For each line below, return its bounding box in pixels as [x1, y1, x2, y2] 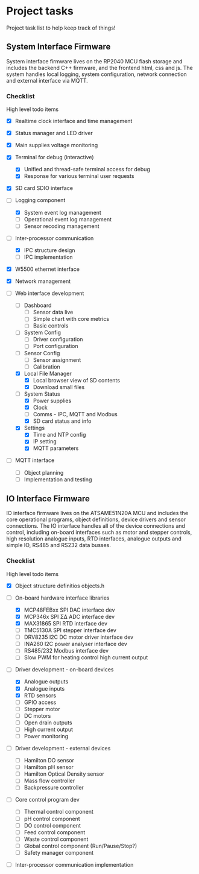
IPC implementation [24, 253, 74, 261]
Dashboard [24, 302, 52, 309]
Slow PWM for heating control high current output [24, 654, 148, 661]
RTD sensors [24, 692, 56, 699]
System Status [24, 390, 60, 397]
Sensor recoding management [24, 222, 99, 230]
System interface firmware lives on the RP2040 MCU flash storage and [6, 57, 183, 65]
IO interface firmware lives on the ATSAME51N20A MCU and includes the [6, 510, 189, 517]
